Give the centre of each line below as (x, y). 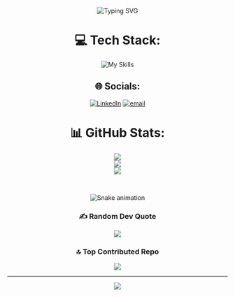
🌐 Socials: (117, 86)
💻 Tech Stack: (117, 40)
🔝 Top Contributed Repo (117, 252)
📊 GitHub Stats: (117, 132)
